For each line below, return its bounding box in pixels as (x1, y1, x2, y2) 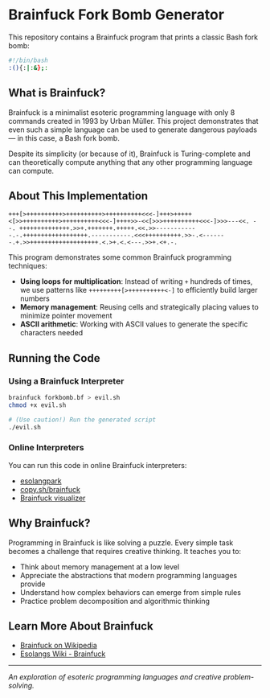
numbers (19, 294, 51, 303)
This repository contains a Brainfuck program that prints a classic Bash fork (8, 32, 259, 42)
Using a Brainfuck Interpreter (8, 376, 125, 387)
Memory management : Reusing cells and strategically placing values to (19, 302, 259, 312)
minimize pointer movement (19, 311, 112, 321)
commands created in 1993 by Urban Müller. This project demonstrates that (8, 116, 259, 125)
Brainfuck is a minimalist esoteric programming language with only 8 (8, 107, 235, 117)
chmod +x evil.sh (8, 400, 67, 409)
